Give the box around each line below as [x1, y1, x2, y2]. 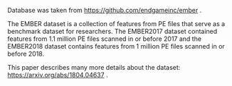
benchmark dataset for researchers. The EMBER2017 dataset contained [7, 27, 218, 35]
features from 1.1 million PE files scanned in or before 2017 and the [7, 35, 201, 43]
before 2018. [7, 49, 45, 58]
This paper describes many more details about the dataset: [7, 63, 181, 71]
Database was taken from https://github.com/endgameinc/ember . [7, 6, 202, 14]
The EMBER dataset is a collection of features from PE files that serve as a [7, 20, 226, 27]
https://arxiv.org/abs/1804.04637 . [7, 70, 108, 79]
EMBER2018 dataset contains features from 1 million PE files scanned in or [7, 42, 226, 50]
